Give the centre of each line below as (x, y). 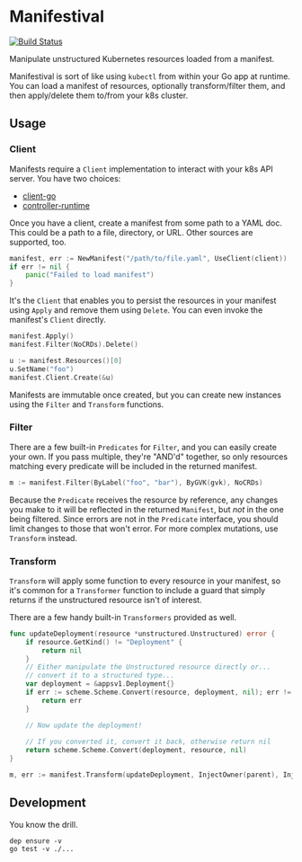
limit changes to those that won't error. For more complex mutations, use (144, 529)
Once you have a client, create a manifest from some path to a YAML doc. (146, 223)
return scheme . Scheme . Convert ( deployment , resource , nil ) (136, 751)
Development (48, 803)
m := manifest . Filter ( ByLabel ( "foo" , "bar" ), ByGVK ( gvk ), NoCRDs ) (136, 483)
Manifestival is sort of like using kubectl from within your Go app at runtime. (150, 76)
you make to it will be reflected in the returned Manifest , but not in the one (147, 509)
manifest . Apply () (42, 336)
